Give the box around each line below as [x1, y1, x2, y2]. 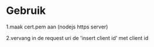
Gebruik [6, 4, 46, 17]
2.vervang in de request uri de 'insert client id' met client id [6, 34, 149, 41]
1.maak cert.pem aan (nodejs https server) [6, 23, 108, 30]
